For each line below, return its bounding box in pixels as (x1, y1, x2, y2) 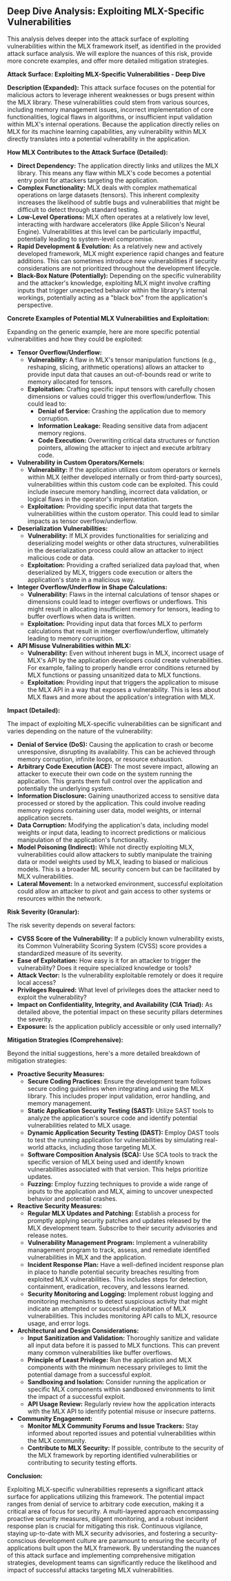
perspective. (17, 300, 53, 309)
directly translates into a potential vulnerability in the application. (7, 135, 191, 143)
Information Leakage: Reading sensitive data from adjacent (37, 421, 208, 430)
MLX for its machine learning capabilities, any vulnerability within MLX (7, 127, 207, 135)
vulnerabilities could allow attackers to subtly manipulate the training (17, 850, 212, 858)
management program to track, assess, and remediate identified (27, 1246, 210, 1254)
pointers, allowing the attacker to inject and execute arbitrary (37, 443, 212, 451)
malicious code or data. (27, 553, 94, 562)
